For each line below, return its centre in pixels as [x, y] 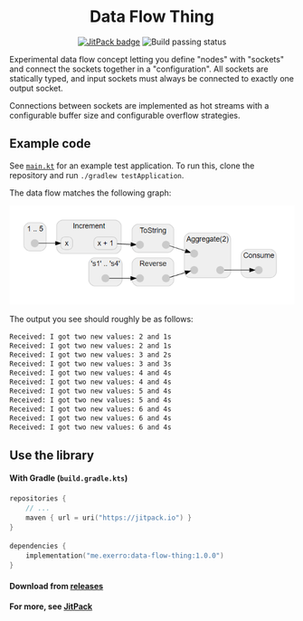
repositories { [38, 499]
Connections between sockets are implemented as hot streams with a [139, 105]
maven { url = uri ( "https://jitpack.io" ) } [109, 518]
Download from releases [57, 586]
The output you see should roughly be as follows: [101, 320]
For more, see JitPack [51, 607]
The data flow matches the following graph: [90, 193]
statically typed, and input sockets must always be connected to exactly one [151, 78]
